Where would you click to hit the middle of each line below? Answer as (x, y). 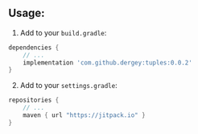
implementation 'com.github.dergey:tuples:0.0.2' (108, 63)
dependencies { (34, 48)
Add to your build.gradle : (63, 32)
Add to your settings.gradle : (69, 86)
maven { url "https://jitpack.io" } (85, 115)
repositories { (34, 100)
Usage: (27, 13)
